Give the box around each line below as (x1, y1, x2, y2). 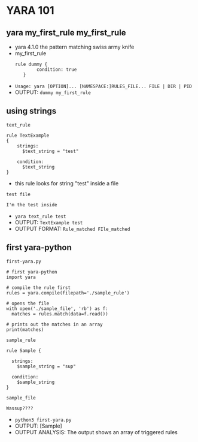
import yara (6, 274, 36, 280)
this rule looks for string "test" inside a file (14, 179, 119, 187)
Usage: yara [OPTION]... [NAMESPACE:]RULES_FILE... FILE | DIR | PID (14, 83, 193, 89)
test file (6, 191, 31, 197)
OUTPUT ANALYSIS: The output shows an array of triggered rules (14, 428, 178, 435)
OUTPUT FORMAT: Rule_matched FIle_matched (14, 225, 130, 232)
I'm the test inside (6, 202, 58, 208)
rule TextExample (6, 133, 50, 139)
